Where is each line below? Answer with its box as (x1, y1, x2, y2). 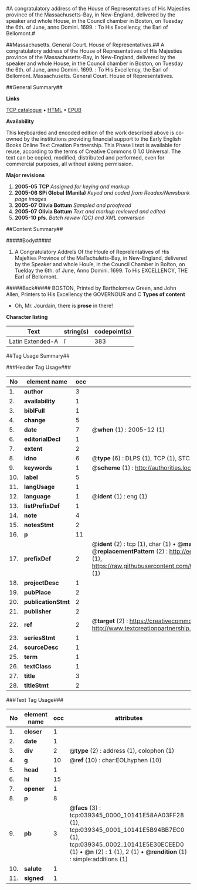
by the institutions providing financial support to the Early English (23, 135, 181, 142)
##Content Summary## (6, 226, 63, 232)
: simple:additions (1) (69, 855, 128, 863)
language (24, 492, 51, 500)
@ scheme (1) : (91, 464, 134, 471)
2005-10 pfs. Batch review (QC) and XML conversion (14, 214, 145, 221)
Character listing (6, 314, 48, 320)
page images (14, 196, 47, 202)
